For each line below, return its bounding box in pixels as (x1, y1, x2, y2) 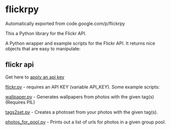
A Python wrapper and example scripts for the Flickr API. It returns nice (5, 40, 156, 46)
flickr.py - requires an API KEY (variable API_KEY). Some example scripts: (5, 84, 160, 90)
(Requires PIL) (5, 99, 35, 105)
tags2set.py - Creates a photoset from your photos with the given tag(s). (5, 109, 158, 115)
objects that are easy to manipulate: (5, 45, 81, 51)
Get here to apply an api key (5, 74, 65, 80)
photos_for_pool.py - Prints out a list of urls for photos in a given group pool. (5, 119, 166, 125)
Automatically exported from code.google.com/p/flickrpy (5, 20, 125, 27)
